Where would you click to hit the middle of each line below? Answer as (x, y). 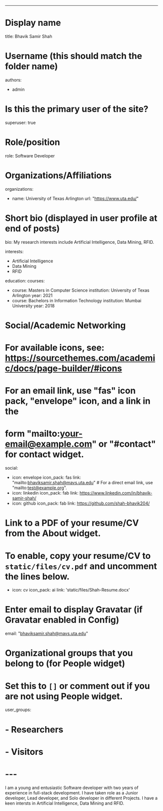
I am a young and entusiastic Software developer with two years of (72, 788)
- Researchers (34, 729)
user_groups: (18, 710)
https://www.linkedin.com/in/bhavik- (116, 493)
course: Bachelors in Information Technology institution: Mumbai (77, 300)
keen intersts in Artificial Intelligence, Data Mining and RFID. (65, 803)
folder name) (32, 67)
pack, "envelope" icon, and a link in (78, 401)
